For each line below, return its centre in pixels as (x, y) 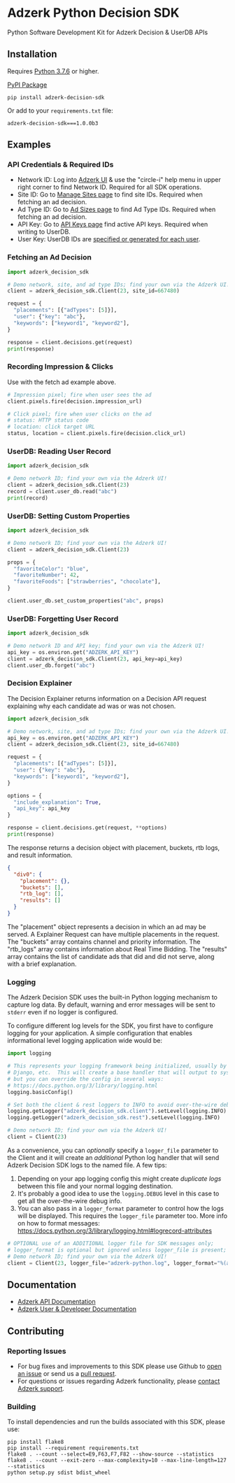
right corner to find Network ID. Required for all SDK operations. (109, 187)
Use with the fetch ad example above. (62, 382)
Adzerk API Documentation (56, 1302)
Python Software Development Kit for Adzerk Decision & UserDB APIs (108, 32)
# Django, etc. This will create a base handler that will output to (112, 1073)
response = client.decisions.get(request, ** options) (87, 828)
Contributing (36, 1331)
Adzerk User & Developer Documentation (77, 1309)
